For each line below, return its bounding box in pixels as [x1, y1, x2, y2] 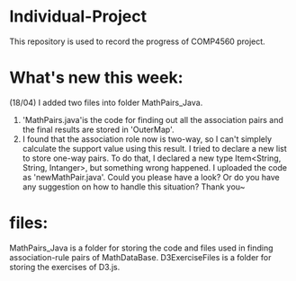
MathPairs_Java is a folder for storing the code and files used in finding [9, 242, 274, 253]
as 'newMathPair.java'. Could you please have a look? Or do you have [22, 171, 281, 182]
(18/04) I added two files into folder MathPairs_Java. [9, 97, 203, 108]
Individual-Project [9, 6, 147, 27]
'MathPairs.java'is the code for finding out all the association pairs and [22, 114, 283, 125]
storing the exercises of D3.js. [9, 261, 121, 272]
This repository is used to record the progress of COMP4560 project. [9, 36, 265, 47]
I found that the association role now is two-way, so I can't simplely [22, 133, 273, 145]
